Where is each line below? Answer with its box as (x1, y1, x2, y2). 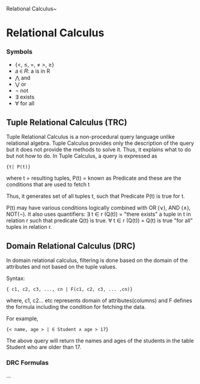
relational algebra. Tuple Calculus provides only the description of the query (6, 139, 194, 147)
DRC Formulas (6, 359, 49, 367)
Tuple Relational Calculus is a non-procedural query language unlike (6, 133, 175, 141)
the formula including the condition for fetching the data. (6, 303, 146, 311)
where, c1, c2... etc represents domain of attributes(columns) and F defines (6, 297, 192, 304)
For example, (6, 315, 39, 322)
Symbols (6, 47, 33, 56)
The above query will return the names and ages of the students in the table (6, 337, 194, 344)
